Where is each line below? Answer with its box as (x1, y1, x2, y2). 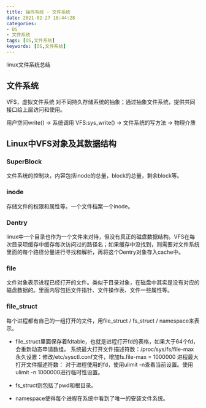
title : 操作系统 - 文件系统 (6, 9, 71, 15)
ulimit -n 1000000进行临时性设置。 (15, 368, 104, 375)
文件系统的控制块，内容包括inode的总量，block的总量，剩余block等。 (6, 172, 183, 179)
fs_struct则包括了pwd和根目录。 (15, 382, 97, 389)
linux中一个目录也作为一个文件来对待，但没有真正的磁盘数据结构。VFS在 (6, 233, 190, 240)
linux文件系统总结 (6, 61, 51, 68)
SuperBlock (6, 157, 42, 166)
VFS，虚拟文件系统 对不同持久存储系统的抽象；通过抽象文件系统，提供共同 (6, 98, 196, 105)
